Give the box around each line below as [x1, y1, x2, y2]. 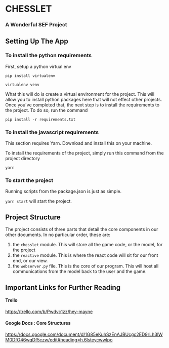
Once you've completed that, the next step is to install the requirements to [5, 102, 160, 108]
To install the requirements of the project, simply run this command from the [5, 150, 164, 156]
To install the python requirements [5, 52, 92, 59]
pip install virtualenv [5, 73, 56, 79]
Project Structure [5, 213, 61, 221]
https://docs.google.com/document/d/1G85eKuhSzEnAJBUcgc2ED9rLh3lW [5, 331, 163, 337]
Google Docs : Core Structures [5, 320, 71, 326]
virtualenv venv [5, 82, 39, 87]
